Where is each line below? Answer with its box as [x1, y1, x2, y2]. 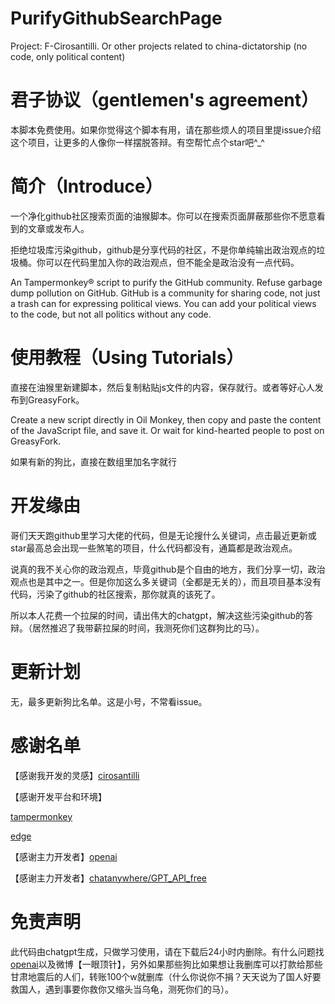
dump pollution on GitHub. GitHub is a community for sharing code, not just [10, 287, 321, 299]
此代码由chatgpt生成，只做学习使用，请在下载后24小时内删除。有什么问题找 [10, 945, 325, 957]
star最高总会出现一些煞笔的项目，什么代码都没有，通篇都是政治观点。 [10, 542, 298, 554]
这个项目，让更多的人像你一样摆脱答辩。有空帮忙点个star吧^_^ [10, 136, 265, 148]
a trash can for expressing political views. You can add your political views [10, 297, 317, 309]
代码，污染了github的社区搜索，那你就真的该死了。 [10, 588, 221, 600]
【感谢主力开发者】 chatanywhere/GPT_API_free [10, 872, 208, 884]
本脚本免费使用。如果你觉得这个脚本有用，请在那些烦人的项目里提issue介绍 [10, 123, 322, 136]
